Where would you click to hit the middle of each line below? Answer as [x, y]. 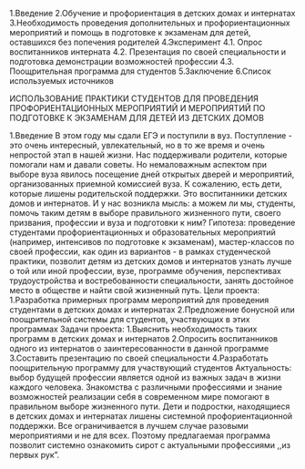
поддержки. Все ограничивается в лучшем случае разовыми [129, 426]
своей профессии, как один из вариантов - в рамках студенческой [140, 251]
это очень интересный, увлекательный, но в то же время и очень [137, 145]
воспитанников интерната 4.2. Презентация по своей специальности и [148, 52]
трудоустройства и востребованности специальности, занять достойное [152, 280]
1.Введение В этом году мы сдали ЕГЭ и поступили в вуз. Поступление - [151, 135]
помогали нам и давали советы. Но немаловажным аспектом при [138, 164]
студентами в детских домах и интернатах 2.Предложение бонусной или [152, 310]
